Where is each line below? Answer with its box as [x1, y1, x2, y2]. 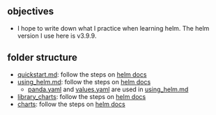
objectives [7, 6, 54, 17]
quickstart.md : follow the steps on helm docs [17, 70, 147, 79]
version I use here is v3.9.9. [17, 31, 97, 40]
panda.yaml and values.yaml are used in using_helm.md [27, 85, 189, 93]
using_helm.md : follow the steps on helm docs [17, 77, 151, 86]
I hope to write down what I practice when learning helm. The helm [17, 24, 210, 32]
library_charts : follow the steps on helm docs [17, 92, 146, 100]
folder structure [7, 52, 78, 63]
